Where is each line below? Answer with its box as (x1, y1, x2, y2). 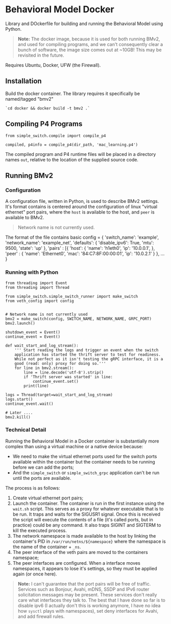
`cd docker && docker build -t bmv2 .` (5, 106, 90, 111)
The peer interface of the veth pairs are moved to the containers (12, 549, 148, 555)
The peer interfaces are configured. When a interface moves (12, 560, 140, 566)
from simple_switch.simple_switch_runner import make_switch (5, 294, 138, 299)
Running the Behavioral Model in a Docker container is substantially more (5, 438, 159, 444)
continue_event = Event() (5, 334, 60, 339)
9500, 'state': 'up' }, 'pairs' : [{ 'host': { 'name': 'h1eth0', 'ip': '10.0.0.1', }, (5, 245, 155, 251)
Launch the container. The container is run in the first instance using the (12, 500, 164, 506)
